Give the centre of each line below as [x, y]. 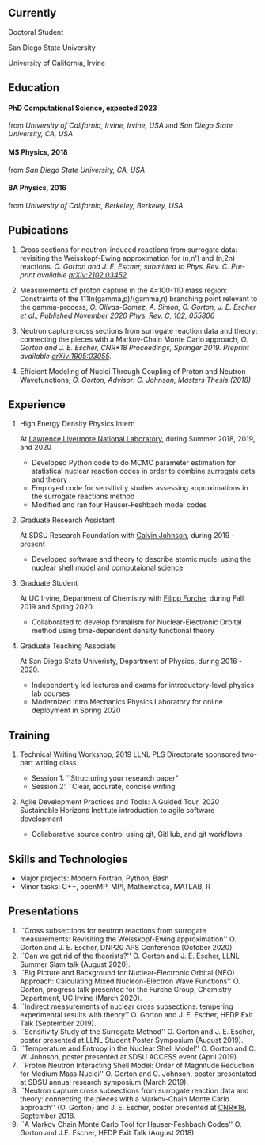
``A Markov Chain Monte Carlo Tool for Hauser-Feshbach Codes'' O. [131, 1124]
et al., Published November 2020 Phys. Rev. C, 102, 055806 [117, 315]
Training [29, 735]
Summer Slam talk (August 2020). [75, 964]
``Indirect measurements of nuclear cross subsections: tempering [126, 1006]
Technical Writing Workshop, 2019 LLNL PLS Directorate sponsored [130, 754]
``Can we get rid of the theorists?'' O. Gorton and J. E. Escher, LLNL [129, 956]
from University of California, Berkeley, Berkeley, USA [96, 205]
